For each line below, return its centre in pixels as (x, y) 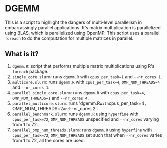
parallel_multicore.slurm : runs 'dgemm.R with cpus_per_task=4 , (79, 103)
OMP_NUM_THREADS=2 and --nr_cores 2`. (55, 108)
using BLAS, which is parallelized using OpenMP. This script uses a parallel (82, 33)
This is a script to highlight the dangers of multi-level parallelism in (74, 22)
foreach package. (30, 71)
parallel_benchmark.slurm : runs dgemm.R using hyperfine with (75, 114)
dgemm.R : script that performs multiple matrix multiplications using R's (83, 66)
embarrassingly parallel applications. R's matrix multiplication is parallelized (83, 27)
